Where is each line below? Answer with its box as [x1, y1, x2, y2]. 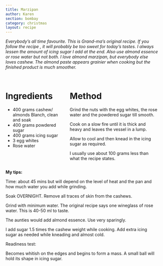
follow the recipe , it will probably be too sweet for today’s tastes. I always [5, 44, 154, 50]
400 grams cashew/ [12, 107, 53, 113]
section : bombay [5, 16, 38, 21]
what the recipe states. [69, 156, 116, 162]
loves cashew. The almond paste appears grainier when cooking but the [5, 59, 151, 65]
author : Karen [5, 12, 34, 17]
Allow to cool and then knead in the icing [69, 136, 151, 142]
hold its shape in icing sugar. [5, 256, 63, 262]
